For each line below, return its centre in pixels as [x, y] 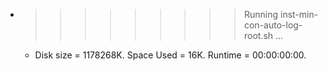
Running [261, 14]
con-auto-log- [273, 25]
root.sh [258, 35]
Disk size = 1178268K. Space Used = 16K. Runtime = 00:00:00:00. [170, 55]
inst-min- [299, 14]
